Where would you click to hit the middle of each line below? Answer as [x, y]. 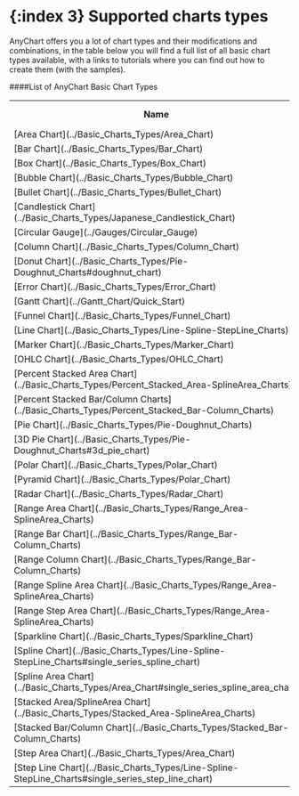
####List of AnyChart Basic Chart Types [84, 86]
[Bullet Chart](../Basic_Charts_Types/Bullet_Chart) [118, 191]
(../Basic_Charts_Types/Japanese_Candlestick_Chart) [125, 217]
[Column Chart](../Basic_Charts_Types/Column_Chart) [127, 247]
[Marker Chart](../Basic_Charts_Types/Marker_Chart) [124, 345]
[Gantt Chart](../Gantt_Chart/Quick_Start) [99, 301]
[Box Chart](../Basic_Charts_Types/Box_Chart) [110, 163]
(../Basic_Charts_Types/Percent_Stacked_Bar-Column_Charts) [144, 410]
